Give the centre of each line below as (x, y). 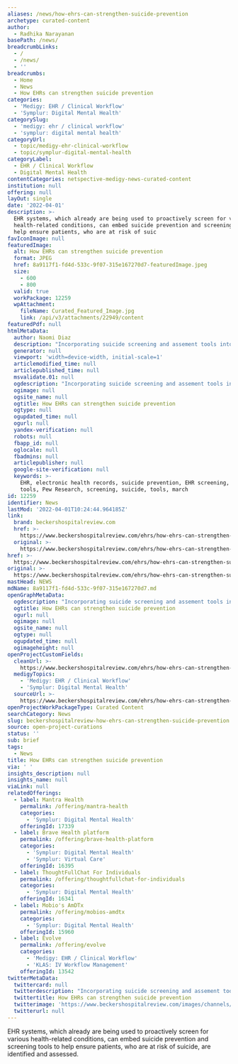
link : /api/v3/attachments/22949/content (82, 318)
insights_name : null (38, 780)
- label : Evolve (38, 938)
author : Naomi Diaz (42, 337)
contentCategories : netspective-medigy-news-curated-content (100, 179)
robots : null (33, 436)
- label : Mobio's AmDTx (49, 906)
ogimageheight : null (44, 648)
